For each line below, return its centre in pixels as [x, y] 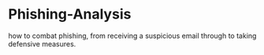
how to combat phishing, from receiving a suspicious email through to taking [132, 36]
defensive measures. [42, 43]
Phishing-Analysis [70, 14]
